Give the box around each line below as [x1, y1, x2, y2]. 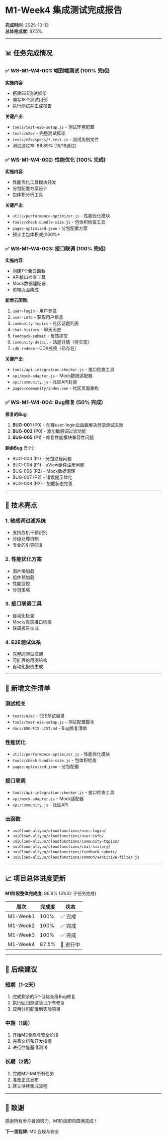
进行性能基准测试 [12, 1044, 48, 1050]
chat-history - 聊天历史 [12, 327, 62, 333]
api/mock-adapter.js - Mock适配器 [12, 796, 84, 802]
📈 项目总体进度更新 [5, 874, 66, 883]
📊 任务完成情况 [5, 49, 53, 57]
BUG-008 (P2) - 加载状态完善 [12, 480, 73, 486]
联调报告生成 [12, 625, 39, 631]
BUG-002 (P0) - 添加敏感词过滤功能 [12, 428, 86, 434]
